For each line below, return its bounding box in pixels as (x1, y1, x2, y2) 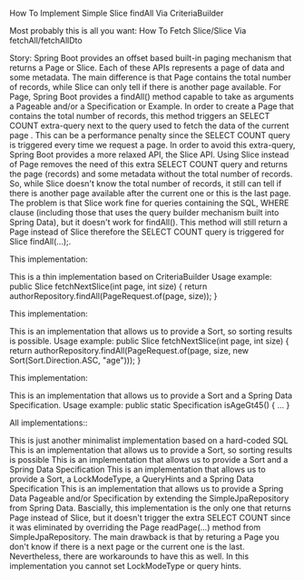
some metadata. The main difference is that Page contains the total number (9, 72, 292, 83)
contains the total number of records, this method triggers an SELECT (9, 111, 270, 121)
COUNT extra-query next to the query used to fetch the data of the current (9, 120, 289, 131)
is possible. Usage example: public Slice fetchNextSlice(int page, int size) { (9, 335, 289, 346)
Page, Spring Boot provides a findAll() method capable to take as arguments (9, 91, 295, 102)
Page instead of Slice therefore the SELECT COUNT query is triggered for (9, 226, 285, 237)
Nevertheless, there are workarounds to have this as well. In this (9, 551, 250, 562)
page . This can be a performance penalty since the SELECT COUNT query (9, 130, 290, 140)
